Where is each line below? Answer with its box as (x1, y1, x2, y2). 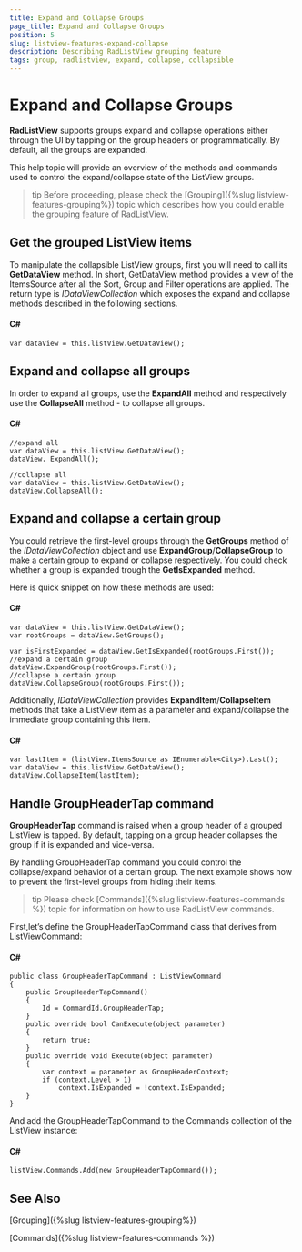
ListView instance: (9, 1125, 78, 1136)
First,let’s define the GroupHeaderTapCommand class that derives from (9, 921, 277, 931)
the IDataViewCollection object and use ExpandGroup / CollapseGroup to (9, 545, 284, 555)
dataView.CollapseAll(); (9, 486, 104, 495)
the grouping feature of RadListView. (31, 209, 170, 219)
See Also (9, 1190, 61, 1206)
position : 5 (9, 30, 55, 39)
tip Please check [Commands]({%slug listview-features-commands (31, 894, 286, 904)
